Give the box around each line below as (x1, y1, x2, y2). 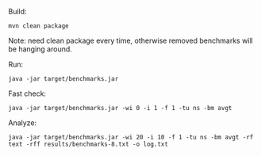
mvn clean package (8, 22, 69, 30)
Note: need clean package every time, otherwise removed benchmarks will (8, 36, 254, 45)
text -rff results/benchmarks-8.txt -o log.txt (8, 140, 169, 148)
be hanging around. (8, 44, 73, 54)
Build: (8, 7, 27, 16)
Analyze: (8, 118, 37, 127)
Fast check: (8, 89, 46, 98)
